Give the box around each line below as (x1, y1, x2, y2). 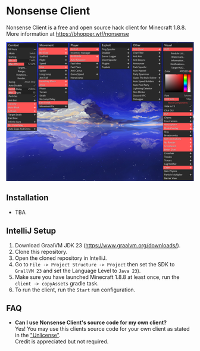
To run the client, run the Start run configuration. (14, 286, 136, 293)
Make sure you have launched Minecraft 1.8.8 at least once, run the (14, 273, 180, 281)
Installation (6, 192, 49, 203)
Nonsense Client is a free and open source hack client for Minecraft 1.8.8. (6, 24, 186, 31)
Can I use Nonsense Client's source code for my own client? (14, 319, 167, 326)
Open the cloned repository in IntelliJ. (14, 254, 107, 262)
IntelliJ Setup (6, 226, 57, 236)
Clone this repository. (14, 248, 68, 255)
